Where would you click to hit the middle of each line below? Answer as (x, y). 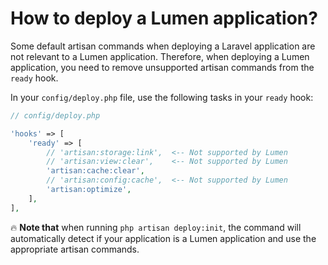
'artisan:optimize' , (89, 190)
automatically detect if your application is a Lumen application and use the (163, 238)
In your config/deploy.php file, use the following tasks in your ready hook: (162, 97)
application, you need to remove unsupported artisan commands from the (162, 67)
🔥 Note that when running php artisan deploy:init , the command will (156, 227)
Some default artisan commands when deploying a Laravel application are (163, 46)
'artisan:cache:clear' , (95, 171)
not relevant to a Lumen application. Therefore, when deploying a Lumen (160, 56)
